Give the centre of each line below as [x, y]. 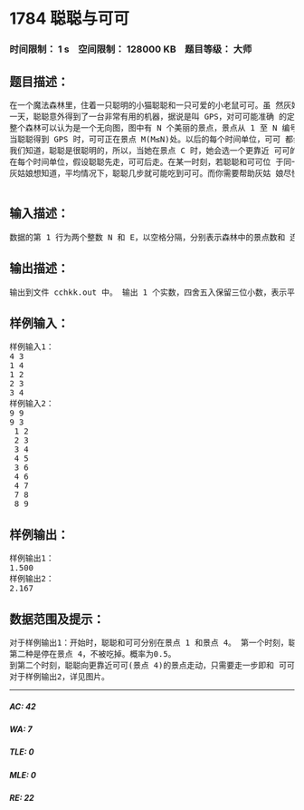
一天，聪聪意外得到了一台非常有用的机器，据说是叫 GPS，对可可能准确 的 [148, 116]
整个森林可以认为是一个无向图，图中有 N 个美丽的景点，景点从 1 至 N [143, 127]
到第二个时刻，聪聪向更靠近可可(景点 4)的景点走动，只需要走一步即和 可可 [152, 665]
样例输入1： [32, 347]
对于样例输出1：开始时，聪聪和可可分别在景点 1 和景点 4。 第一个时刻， [149, 642]
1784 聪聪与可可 [69, 19]
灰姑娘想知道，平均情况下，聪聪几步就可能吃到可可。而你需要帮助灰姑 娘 [147, 173]
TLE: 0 [22, 752]
